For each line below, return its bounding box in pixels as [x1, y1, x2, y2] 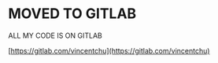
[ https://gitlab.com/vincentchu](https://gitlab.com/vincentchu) [8, 46, 210, 55]
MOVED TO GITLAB [8, 5, 137, 23]
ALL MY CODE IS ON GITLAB [8, 31, 102, 40]
